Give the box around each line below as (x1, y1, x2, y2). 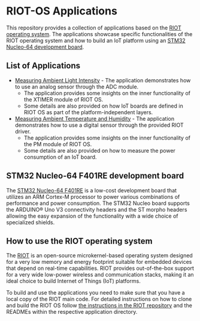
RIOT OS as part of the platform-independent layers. (23, 108, 153, 115)
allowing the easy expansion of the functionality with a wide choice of (6, 212, 178, 219)
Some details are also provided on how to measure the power (23, 147, 175, 154)
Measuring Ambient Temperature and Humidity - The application (14, 115, 175, 122)
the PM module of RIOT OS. (23, 140, 92, 148)
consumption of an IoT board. (23, 153, 97, 160)
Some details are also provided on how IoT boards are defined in (23, 102, 184, 109)
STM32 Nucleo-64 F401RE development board (6, 171, 184, 181)
